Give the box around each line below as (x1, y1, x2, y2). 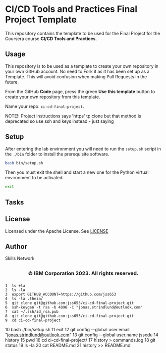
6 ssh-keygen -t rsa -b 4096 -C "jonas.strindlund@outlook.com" (5, 304, 143, 310)
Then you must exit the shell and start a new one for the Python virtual (5, 169, 149, 175)
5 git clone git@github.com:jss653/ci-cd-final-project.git (5, 301, 134, 305)
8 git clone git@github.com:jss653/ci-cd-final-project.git (5, 313, 134, 318)
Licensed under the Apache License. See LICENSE (5, 228, 109, 234)
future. (5, 79, 19, 85)
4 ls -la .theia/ (5, 296, 43, 301)
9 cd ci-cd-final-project (5, 318, 61, 323)
